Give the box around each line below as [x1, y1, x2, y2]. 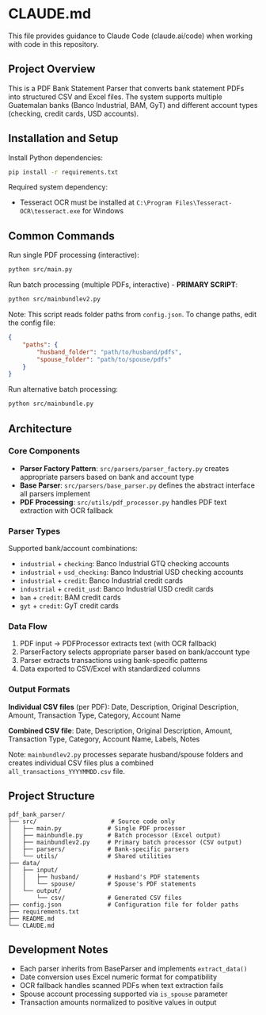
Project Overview [8, 63, 96, 76]
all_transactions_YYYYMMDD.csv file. [8, 766, 125, 776]
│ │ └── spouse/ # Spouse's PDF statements [8, 879, 196, 888]
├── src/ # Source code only [8, 818, 176, 825]
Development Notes [8, 943, 108, 956]
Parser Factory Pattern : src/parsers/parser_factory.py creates [19, 463, 230, 473]
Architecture [8, 422, 73, 435]
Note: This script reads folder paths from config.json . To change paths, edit [8, 310, 257, 319]
